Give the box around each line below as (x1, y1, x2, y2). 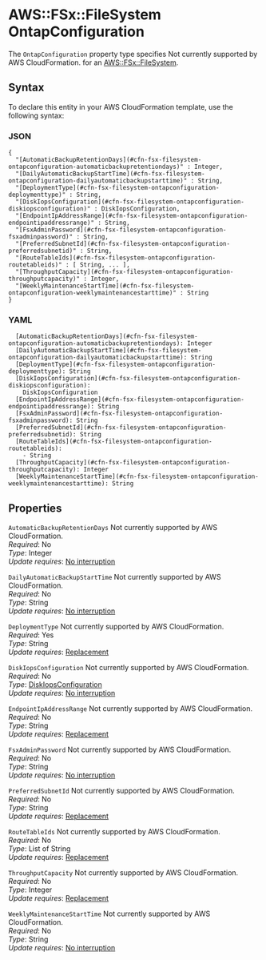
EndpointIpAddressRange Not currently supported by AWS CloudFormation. (8, 704, 253, 713)
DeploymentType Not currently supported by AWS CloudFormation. (8, 622, 224, 632)
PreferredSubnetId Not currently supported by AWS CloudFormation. (8, 786, 235, 796)
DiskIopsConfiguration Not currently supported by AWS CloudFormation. (8, 663, 249, 673)
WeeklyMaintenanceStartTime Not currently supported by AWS (8, 909, 211, 918)
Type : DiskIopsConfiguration (8, 680, 102, 689)
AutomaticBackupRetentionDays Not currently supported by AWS (8, 523, 218, 532)
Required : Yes (8, 630, 54, 640)
